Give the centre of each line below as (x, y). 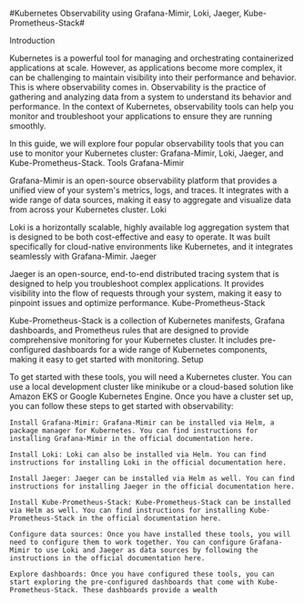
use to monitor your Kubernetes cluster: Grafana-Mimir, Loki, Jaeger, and (147, 153)
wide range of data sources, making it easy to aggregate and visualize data (150, 200)
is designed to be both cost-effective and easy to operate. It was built (140, 237)
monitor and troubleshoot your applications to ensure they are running (141, 116)
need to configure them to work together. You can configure (128, 542)
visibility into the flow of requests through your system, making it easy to (146, 293)
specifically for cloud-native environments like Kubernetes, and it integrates (152, 246)
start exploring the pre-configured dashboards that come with (132, 582)
